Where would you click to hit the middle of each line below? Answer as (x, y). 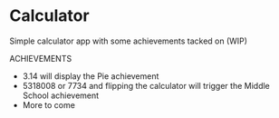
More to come (48, 104)
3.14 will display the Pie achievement (91, 76)
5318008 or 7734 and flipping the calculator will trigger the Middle (146, 85)
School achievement (61, 95)
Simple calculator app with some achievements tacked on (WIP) (128, 41)
